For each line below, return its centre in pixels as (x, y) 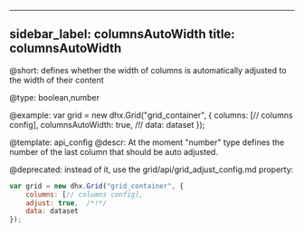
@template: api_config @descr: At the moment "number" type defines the (147, 142)
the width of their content (57, 80)
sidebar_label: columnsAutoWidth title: (122, 34)
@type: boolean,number (54, 97)
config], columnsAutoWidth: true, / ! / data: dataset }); (107, 124)
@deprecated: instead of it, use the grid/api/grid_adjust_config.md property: (152, 169)
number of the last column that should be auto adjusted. (114, 151)
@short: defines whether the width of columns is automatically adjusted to (148, 70)
